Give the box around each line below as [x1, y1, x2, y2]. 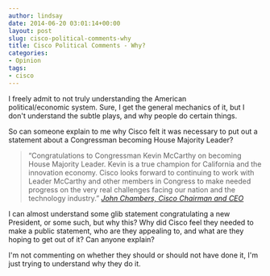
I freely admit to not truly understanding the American [8, 93, 187, 103]
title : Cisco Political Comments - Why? [8, 42, 147, 50]
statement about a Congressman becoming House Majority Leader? [8, 134, 234, 145]
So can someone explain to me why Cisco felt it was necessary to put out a [8, 126, 258, 136]
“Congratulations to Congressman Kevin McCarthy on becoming [27, 150, 242, 160]
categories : [8, 49, 48, 57]
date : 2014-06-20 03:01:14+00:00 [8, 19, 121, 27]
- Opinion [8, 57, 42, 65]
